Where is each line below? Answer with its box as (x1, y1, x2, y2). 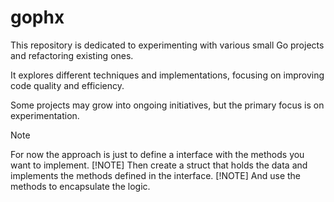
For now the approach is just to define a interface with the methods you (10, 148, 305, 160)
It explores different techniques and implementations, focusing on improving (10, 69, 325, 81)
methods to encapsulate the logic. (10, 180, 151, 192)
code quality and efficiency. (10, 79, 125, 91)
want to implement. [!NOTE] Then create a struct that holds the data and (10, 159, 308, 171)
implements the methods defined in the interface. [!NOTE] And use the (10, 169, 301, 181)
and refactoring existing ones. (10, 49, 134, 61)
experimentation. (10, 109, 80, 121)
